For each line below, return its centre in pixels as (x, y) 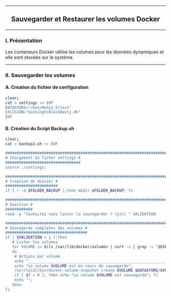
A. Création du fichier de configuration (47, 87)
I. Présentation (24, 41)
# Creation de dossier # (32, 181)
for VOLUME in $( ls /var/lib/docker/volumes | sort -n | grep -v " (85, 247)
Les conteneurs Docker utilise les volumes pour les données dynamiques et (84, 52)
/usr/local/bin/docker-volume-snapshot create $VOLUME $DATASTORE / (87, 271)
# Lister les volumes (35, 242)
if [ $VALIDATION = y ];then (36, 238)
